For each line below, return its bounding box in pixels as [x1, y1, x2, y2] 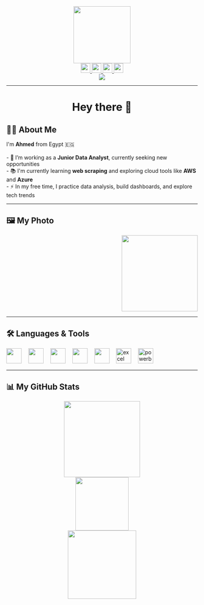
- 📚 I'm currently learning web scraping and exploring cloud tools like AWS [6, 167, 196, 174]
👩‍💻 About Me [6, 124, 57, 135]
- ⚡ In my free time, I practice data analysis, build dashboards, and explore [6, 183, 192, 190]
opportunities [6, 161, 40, 167]
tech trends [6, 192, 35, 198]
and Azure [6, 176, 33, 183]
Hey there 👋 [72, 100, 132, 114]
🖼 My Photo [6, 215, 55, 226]
